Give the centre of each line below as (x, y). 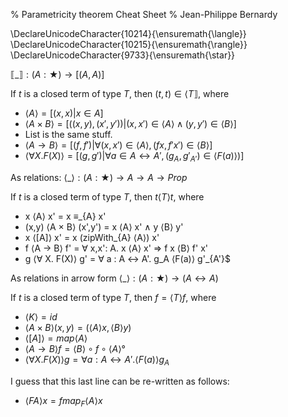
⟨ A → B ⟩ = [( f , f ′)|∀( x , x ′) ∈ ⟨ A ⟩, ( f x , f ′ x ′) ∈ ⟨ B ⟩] (118, 145)
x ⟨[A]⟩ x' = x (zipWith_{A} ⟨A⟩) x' (92, 237)
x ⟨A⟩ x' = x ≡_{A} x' (65, 216)
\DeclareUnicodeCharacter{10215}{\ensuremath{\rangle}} (129, 44)
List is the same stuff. (68, 134)
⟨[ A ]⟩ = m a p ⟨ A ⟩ (56, 338)
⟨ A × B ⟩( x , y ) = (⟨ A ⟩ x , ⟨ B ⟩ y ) (78, 327)
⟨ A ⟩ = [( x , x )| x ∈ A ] (64, 113)
